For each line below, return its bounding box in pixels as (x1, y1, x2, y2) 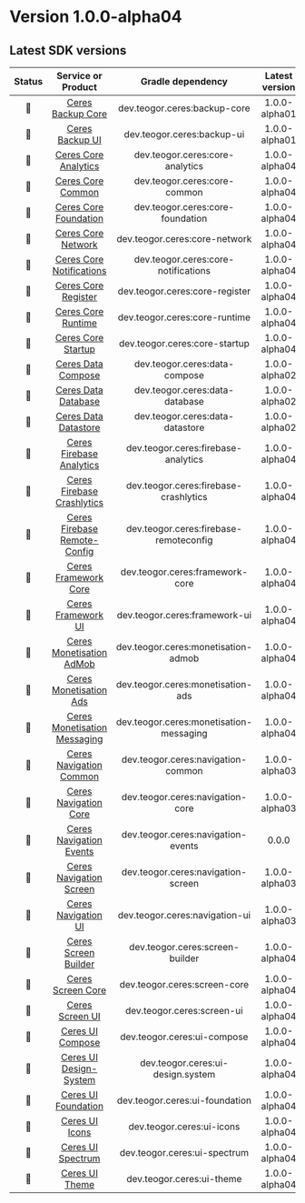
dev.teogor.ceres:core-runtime (117, 311, 251, 324)
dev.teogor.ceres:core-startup (118, 337, 250, 349)
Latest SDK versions (9, 43, 127, 58)
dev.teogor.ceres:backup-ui (123, 128, 245, 140)
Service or (56, 70, 103, 82)
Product (62, 81, 98, 93)
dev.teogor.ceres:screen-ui (125, 1005, 243, 1017)
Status (14, 75, 44, 87)
